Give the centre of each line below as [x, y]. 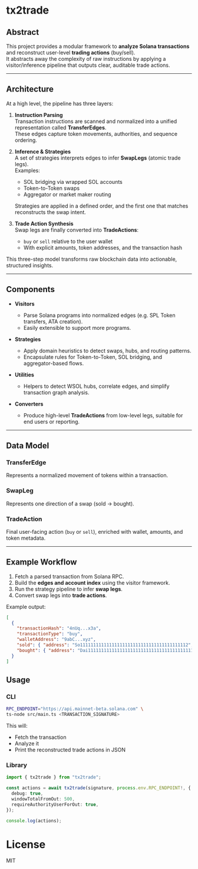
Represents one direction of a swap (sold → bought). [70, 504]
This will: [17, 726]
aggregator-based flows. [54, 363]
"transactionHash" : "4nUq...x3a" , [59, 628]
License [26, 844]
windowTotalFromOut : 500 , [43, 799]
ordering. [26, 140]
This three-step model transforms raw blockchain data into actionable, [92, 259]
